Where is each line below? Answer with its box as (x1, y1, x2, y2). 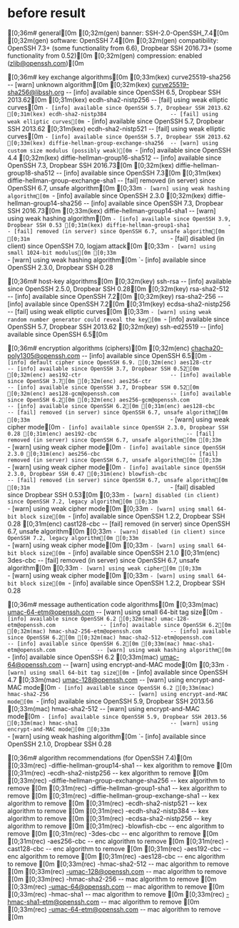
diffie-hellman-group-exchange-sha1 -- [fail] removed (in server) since (7, 176, 215, 185)
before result (7, 5, 86, 21)
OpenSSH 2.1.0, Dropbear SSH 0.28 (7, 740, 112, 748)
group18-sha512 (7, 168, 55, 177)
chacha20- (190, 344, 223, 352)
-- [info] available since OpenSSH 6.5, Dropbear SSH (65, 88, 221, 96)
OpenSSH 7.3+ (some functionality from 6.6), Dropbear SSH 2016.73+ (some (7, 44, 233, 52)
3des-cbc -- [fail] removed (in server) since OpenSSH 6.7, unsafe (7, 556, 200, 564)
